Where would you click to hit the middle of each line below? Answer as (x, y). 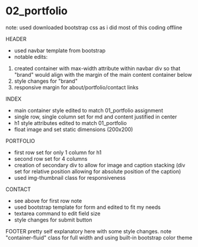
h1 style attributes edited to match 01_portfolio (70, 123)
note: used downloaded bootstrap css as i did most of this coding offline (94, 27)
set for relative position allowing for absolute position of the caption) (98, 171)
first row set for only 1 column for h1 (58, 152)
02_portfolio (36, 11)
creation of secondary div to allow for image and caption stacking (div (100, 165)
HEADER (16, 39)
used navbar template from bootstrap (60, 50)
